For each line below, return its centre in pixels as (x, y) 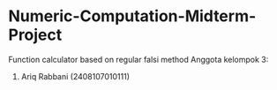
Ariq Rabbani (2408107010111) (75, 76)
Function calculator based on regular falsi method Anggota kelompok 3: (138, 59)
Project (35, 35)
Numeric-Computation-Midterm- (132, 16)
